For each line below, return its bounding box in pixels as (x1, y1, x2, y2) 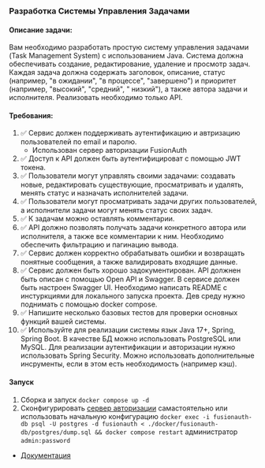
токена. (20, 163, 47, 173)
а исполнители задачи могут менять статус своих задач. (20, 206, 213, 215)
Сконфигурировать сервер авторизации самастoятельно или (20, 403, 228, 413)
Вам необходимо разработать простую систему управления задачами (9, 43, 249, 52)
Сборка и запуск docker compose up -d (20, 395, 150, 404)
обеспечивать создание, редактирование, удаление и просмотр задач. (9, 59, 251, 69)
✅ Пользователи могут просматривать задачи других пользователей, (20, 197, 257, 206)
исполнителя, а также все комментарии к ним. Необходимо (20, 232, 224, 241)
